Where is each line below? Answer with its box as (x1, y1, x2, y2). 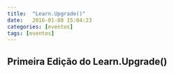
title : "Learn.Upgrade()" (7, 10, 86, 17)
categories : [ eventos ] (7, 23, 73, 30)
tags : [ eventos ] (7, 29, 55, 37)
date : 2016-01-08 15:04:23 (7, 17, 92, 24)
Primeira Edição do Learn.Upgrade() (7, 55, 168, 67)
